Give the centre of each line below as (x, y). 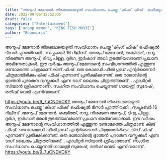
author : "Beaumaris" (27, 33)
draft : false (19, 19)
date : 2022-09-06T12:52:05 (33, 14)
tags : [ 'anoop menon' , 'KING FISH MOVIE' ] (50, 28)
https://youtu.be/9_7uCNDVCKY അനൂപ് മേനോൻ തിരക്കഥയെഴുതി (72, 102)
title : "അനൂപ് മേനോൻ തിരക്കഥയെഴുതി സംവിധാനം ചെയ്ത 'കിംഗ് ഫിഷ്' (75, 10)
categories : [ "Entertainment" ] (38, 24)
